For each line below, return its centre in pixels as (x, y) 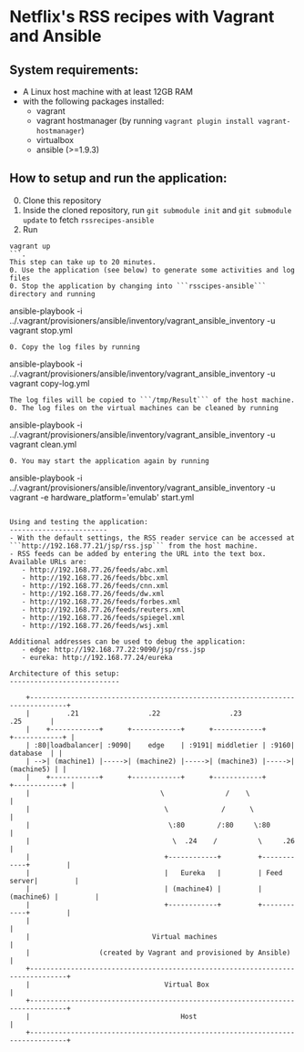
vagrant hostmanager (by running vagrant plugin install (145, 121)
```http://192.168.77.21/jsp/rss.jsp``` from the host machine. (134, 546)
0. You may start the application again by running (109, 461)
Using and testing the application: (79, 521)
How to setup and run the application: (118, 178)
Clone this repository (62, 200)
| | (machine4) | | (144, 889)
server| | (44, 881)
